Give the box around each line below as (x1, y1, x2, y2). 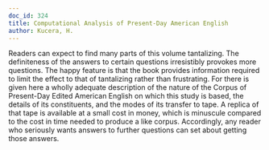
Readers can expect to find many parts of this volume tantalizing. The (8, 49, 239, 59)
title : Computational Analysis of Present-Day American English (8, 19, 229, 27)
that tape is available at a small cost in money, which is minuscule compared (8, 108, 262, 118)
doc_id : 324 (8, 11, 48, 20)
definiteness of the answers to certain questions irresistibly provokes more (8, 57, 257, 67)
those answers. (8, 134, 60, 144)
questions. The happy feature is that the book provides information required (8, 66, 260, 75)
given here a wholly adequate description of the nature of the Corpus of (8, 83, 247, 92)
